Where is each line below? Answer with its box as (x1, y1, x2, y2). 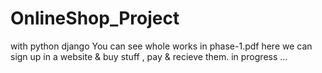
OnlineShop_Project (10, 7, 180, 30)
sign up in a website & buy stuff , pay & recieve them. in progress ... (10, 50, 288, 62)
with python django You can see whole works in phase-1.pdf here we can (10, 40, 313, 52)
